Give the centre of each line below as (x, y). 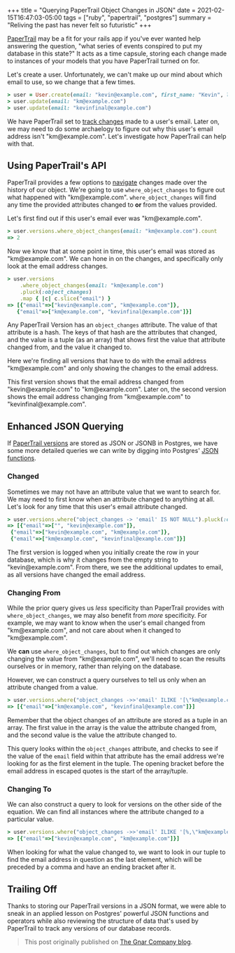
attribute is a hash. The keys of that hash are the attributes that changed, (112, 332)
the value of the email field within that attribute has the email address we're (116, 756)
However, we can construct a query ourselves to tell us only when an (107, 680)
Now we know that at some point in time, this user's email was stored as (111, 251)
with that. (21, 144)
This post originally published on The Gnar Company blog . (108, 942)
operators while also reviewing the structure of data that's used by (103, 921)
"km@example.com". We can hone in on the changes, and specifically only (115, 259)
